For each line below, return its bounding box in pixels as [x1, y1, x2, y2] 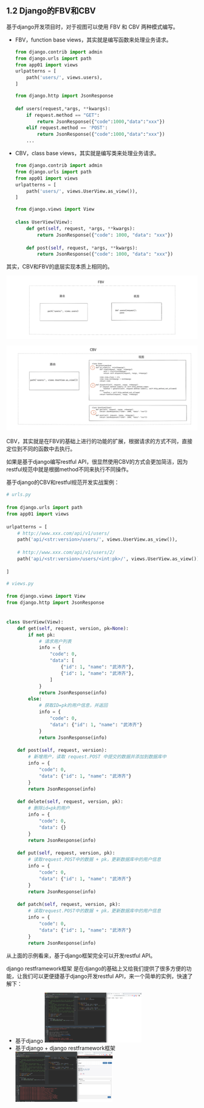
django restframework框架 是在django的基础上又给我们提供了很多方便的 [6, 964, 187, 972]
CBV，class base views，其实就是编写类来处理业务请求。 [15, 150, 160, 157]
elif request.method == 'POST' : [26, 125, 108, 131]
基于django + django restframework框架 [15, 1045, 116, 1052]
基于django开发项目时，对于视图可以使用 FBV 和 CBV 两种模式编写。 [6, 23, 178, 30]
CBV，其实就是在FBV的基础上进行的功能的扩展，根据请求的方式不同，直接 [6, 438, 193, 445]
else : [28, 696, 42, 702]
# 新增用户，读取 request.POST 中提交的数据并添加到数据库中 [28, 754, 167, 760]
